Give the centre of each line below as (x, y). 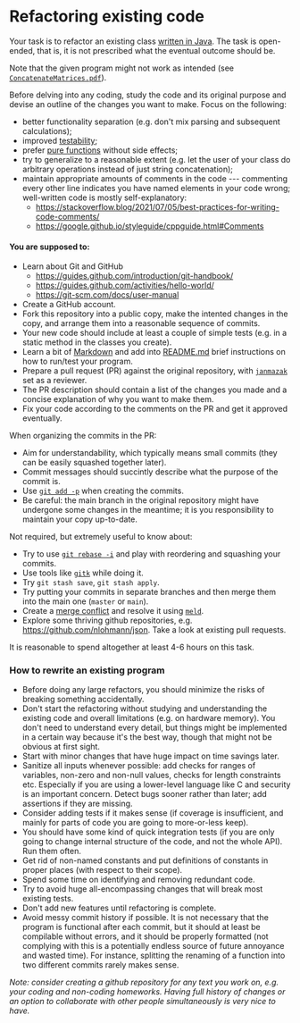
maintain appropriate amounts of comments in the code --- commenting (155, 178)
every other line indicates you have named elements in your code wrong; (156, 188)
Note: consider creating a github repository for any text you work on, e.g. (144, 982)
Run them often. (52, 851)
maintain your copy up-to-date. (80, 519)
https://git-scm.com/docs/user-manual (107, 295)
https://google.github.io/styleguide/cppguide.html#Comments (150, 226)
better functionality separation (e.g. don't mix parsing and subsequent (151, 122)
